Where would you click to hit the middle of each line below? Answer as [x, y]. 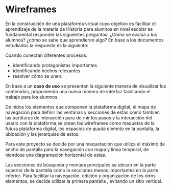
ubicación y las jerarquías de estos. [43, 134]
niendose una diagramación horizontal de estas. [56, 155]
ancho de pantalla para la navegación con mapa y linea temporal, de [77, 149]
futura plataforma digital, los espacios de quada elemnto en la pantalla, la [82, 129]
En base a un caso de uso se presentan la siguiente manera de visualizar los [86, 86]
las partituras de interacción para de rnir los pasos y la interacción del [79, 118]
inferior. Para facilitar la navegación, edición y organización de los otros [80, 176]
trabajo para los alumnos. [32, 97]
